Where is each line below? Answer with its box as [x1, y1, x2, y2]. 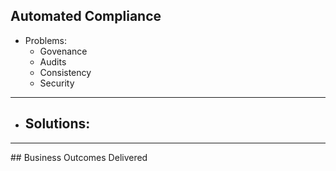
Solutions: [24, 115, 91, 133]
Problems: [24, 34, 67, 46]
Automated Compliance [10, 8, 162, 25]
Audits [39, 55, 67, 68]
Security [39, 77, 75, 89]
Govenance [39, 45, 88, 57]
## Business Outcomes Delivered [10, 151, 148, 163]
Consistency [39, 66, 92, 78]
